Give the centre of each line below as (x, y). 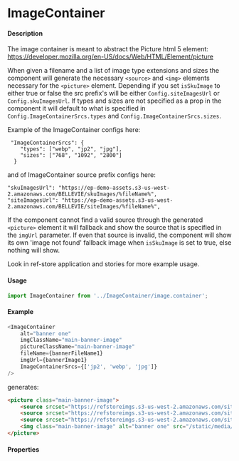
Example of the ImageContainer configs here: (74, 130)
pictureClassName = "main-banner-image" (78, 347)
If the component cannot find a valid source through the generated (105, 220)
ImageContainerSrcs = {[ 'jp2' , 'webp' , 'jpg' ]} (89, 366)
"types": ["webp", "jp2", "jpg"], (71, 149)
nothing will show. (34, 250)
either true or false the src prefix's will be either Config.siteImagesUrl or (113, 93)
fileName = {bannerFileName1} (62, 354)
